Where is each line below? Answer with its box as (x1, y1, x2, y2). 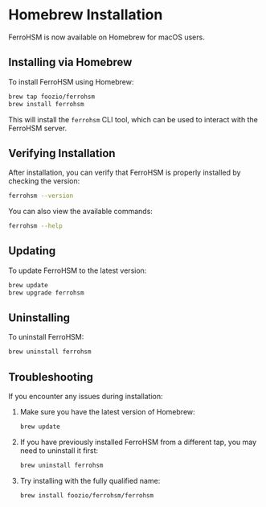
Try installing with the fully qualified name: (19, 476, 161, 485)
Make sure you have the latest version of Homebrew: (19, 407, 195, 417)
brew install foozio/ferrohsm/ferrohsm (19, 491, 154, 500)
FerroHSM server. (8, 123, 67, 133)
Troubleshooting (8, 370, 94, 384)
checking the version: (8, 176, 80, 186)
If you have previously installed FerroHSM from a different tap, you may (19, 437, 257, 447)
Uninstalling (8, 311, 71, 325)
